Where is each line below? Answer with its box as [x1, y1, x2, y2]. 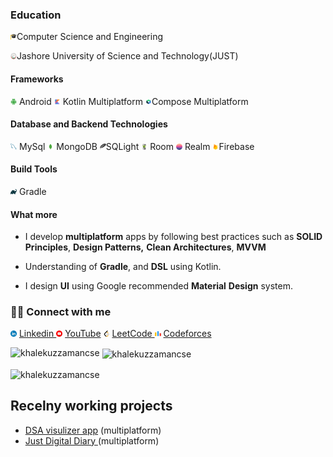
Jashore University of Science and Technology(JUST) [16, 50, 239, 62]
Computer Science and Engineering [16, 31, 164, 43]
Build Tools [10, 163, 58, 175]
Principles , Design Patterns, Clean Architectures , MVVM [24, 241, 267, 253]
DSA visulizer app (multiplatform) [24, 424, 162, 436]
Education [10, 8, 62, 22]
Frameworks [10, 73, 64, 85]
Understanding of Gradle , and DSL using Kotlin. [24, 261, 222, 273]
